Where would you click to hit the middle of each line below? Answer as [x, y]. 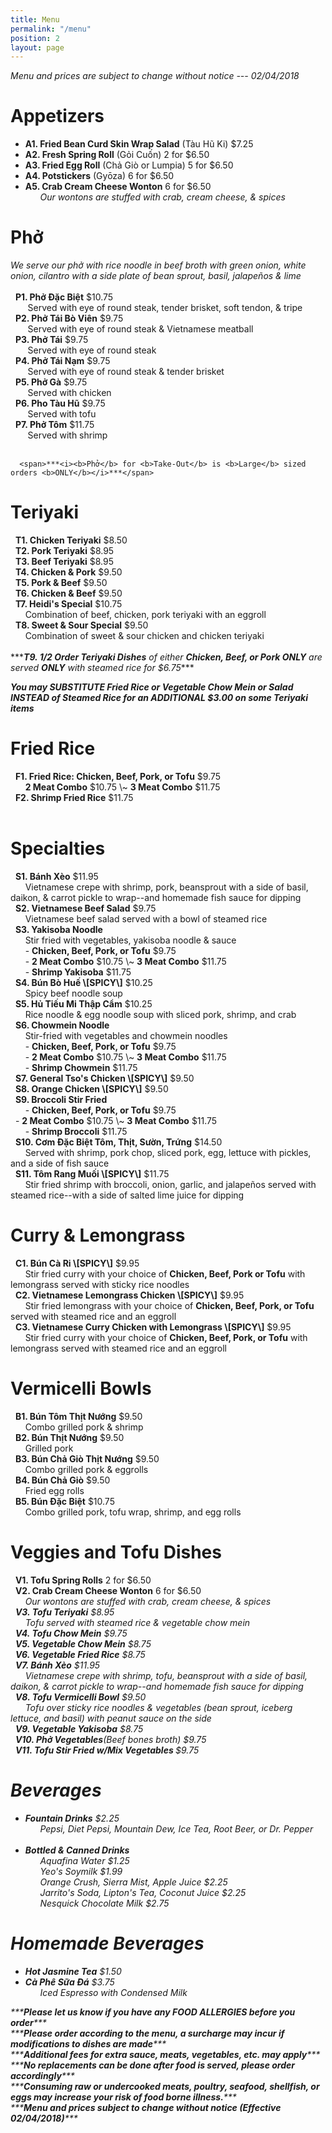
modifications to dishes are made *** [88, 2043]
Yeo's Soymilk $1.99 [81, 1871]
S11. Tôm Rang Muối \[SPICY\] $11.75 [92, 1173]
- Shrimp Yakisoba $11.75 [78, 972]
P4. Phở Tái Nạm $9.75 [62, 361]
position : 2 [35, 38]
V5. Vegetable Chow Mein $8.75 [83, 1643]
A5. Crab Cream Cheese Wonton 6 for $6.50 [118, 187]
